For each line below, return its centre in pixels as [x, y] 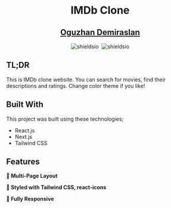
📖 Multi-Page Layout [32, 176]
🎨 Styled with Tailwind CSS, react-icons [56, 187]
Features [23, 162]
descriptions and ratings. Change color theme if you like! [76, 86]
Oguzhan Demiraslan [100, 32]
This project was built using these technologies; [65, 119]
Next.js [24, 137]
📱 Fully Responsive [30, 199]
